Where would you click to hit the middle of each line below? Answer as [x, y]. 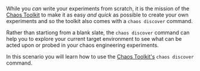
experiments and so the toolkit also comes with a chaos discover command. [99, 21]
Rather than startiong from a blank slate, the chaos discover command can [98, 33]
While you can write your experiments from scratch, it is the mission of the [98, 9]
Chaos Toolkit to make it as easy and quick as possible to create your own [98, 15]
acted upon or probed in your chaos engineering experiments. [83, 45]
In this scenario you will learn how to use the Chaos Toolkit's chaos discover [100, 57]
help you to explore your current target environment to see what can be [94, 39]
